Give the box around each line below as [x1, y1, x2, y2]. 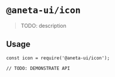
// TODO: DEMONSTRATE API [6, 65, 70, 71]
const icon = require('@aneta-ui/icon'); [6, 55, 110, 61]
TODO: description [20, 22, 67, 29]
